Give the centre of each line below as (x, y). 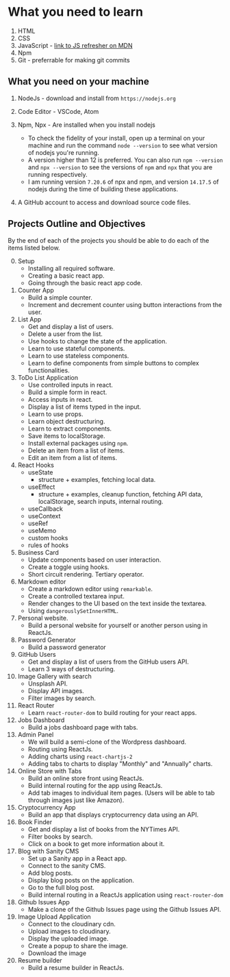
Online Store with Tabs (50, 771)
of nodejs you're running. (64, 152)
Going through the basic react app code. (85, 282)
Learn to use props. (55, 414)
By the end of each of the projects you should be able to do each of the (108, 240)
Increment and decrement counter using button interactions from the (125, 304)
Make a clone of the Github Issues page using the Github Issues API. (125, 909)
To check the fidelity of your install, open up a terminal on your (116, 138)
